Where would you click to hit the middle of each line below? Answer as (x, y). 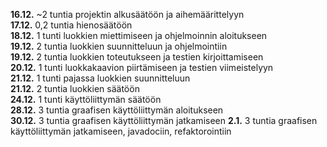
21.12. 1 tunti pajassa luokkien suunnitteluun (100, 78)
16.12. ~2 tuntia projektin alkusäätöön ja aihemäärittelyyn (127, 14)
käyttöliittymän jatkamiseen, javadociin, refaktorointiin (121, 131)
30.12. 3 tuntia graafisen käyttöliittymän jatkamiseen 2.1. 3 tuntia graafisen (164, 120)
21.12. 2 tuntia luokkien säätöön (75, 88)
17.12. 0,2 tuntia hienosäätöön (71, 25)
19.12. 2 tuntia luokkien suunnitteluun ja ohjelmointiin (119, 46)
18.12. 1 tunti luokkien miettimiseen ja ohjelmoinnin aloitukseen (139, 35)
